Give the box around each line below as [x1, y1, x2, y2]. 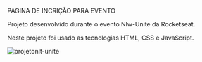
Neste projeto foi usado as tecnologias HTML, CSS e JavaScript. [7, 33, 194, 42]
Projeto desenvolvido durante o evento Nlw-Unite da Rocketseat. [7, 20, 196, 28]
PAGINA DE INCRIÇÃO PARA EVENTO [7, 7, 116, 15]
